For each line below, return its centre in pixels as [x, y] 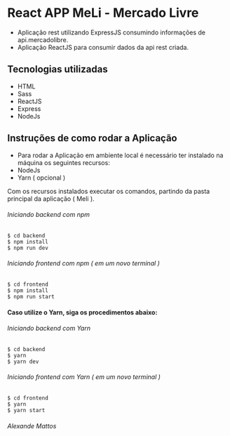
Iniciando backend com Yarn [49, 329]
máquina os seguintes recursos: [63, 162]
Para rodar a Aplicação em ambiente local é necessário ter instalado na [120, 155]
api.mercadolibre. [43, 39]
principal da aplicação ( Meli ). [51, 199]
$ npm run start [31, 296]
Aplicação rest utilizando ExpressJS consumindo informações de [111, 32]
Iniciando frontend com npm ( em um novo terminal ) [83, 263]
